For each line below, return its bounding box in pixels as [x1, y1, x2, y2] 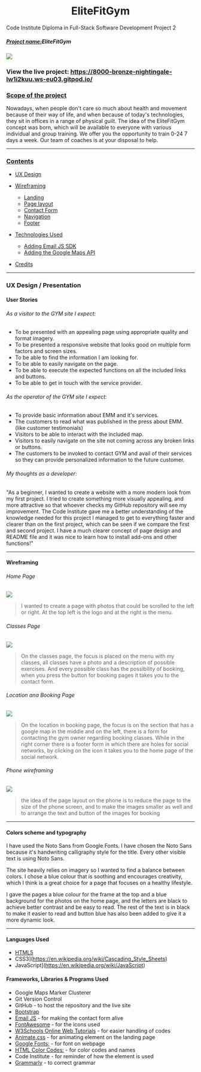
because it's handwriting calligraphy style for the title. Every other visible [6, 848, 186, 856]
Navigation [23, 213, 51, 220]
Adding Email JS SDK [23, 243, 77, 250]
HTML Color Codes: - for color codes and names [14, 1046, 136, 1053]
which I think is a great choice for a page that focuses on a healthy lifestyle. [6, 880, 193, 887]
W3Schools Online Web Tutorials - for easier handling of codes [14, 1027, 171, 1034]
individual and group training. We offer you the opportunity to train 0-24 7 [6, 130, 188, 137]
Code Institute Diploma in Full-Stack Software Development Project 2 [6, 24, 176, 31]
